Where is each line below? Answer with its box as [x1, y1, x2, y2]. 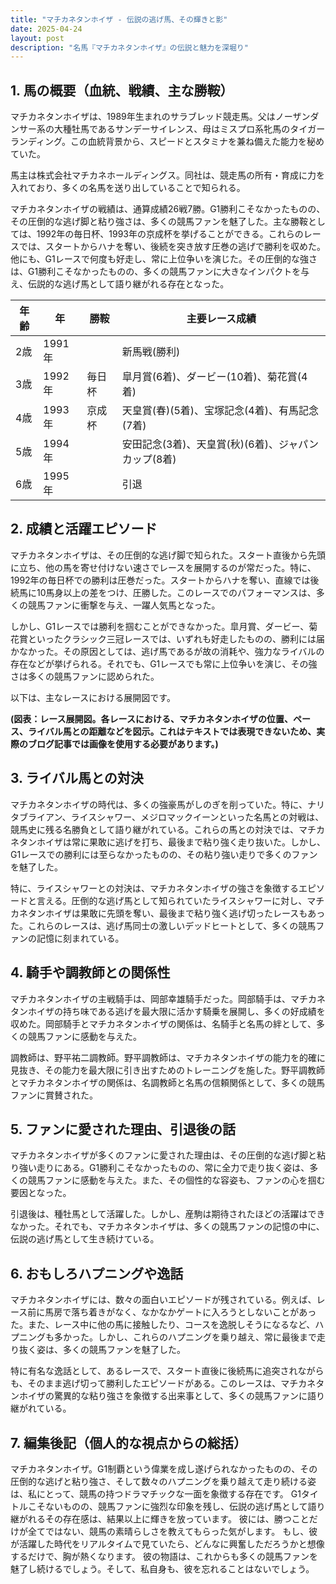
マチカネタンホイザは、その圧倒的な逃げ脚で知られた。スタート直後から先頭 [10, 549, 326, 561]
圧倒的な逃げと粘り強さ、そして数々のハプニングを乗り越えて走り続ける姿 [10, 1475, 317, 1487]
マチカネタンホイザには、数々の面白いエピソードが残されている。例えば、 [10, 1294, 317, 1306]
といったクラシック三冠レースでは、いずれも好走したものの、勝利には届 [27, 632, 326, 645]
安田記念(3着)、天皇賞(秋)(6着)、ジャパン [121, 437, 319, 451]
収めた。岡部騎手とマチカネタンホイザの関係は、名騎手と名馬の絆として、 [10, 1017, 317, 1030]
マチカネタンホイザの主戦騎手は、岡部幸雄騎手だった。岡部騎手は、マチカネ [10, 992, 326, 1005]
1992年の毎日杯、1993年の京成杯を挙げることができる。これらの [36, 228, 304, 240]
